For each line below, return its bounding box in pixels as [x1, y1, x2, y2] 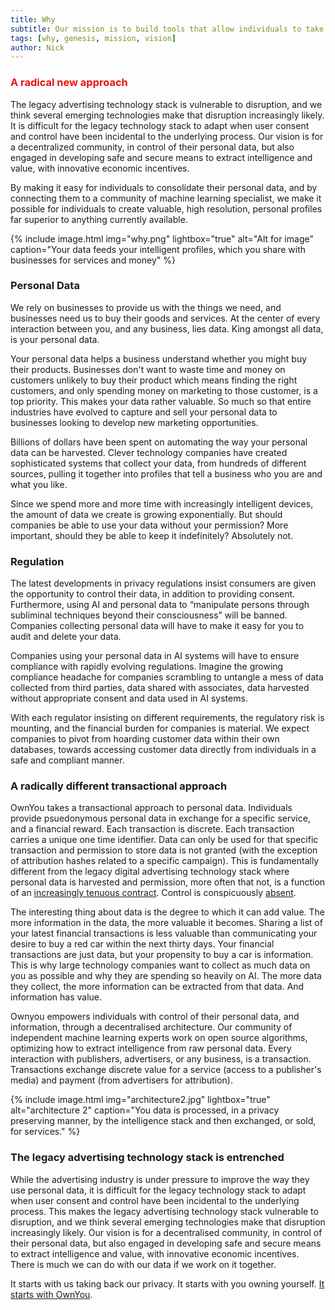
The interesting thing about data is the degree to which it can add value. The [10, 906, 325, 918]
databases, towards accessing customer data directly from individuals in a [10, 744, 317, 756]
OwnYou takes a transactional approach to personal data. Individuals [10, 802, 293, 814]
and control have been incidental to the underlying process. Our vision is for [10, 130, 324, 142]
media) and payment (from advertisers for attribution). [10, 1074, 233, 1086]
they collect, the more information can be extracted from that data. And [10, 981, 305, 993]
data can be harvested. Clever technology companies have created [10, 446, 288, 458]
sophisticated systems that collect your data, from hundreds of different [10, 457, 307, 469]
